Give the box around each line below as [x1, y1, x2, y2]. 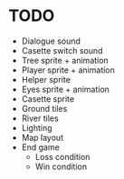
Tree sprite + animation [21, 55, 110, 65]
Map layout [21, 132, 64, 143]
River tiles [21, 113, 60, 124]
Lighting [21, 122, 52, 133]
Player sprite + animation [21, 65, 115, 75]
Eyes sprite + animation [21, 84, 110, 94]
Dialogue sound [21, 35, 81, 46]
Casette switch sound [21, 45, 103, 55]
